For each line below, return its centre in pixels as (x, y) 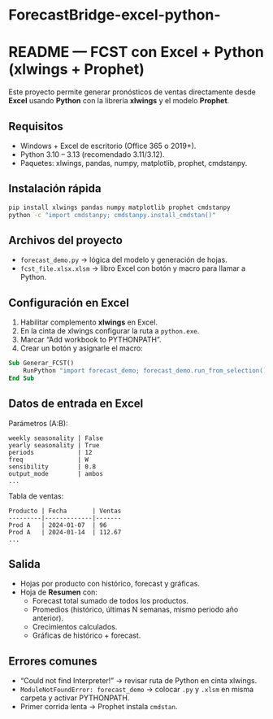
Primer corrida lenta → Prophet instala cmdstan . (99, 707)
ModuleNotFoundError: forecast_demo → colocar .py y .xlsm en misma (137, 690)
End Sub (22, 378)
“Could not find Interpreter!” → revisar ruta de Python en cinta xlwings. (139, 681)
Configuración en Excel (69, 303)
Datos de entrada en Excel (76, 404)
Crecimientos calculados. (75, 627)
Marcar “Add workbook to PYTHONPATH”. (91, 340)
